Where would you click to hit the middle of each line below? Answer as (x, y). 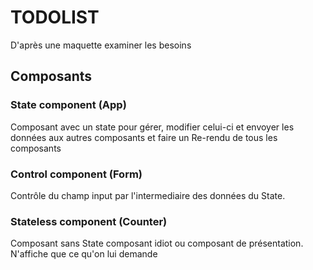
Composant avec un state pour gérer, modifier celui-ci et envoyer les (152, 127)
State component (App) (68, 105)
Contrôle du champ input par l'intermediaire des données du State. (148, 195)
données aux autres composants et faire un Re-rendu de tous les (144, 137)
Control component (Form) (76, 174)
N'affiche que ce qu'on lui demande (84, 254)
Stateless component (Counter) (89, 221)
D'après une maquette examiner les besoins (101, 45)
